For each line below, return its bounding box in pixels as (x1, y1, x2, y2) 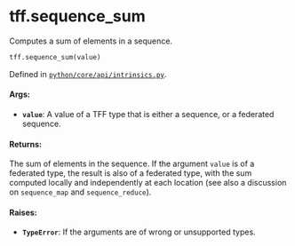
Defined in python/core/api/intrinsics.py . (9, 68, 167, 79)
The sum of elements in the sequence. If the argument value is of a (9, 158, 255, 170)
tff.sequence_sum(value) (9, 52, 101, 61)
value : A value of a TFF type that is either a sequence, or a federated (21, 109, 275, 120)
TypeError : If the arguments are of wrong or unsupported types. (21, 226, 256, 237)
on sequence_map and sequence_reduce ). (9, 186, 152, 197)
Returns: (9, 139, 43, 149)
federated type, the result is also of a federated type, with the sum (9, 168, 252, 179)
